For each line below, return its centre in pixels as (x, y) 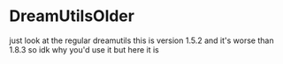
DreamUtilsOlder (72, 16)
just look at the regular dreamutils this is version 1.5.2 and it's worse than (141, 40)
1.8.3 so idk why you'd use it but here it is (84, 49)
